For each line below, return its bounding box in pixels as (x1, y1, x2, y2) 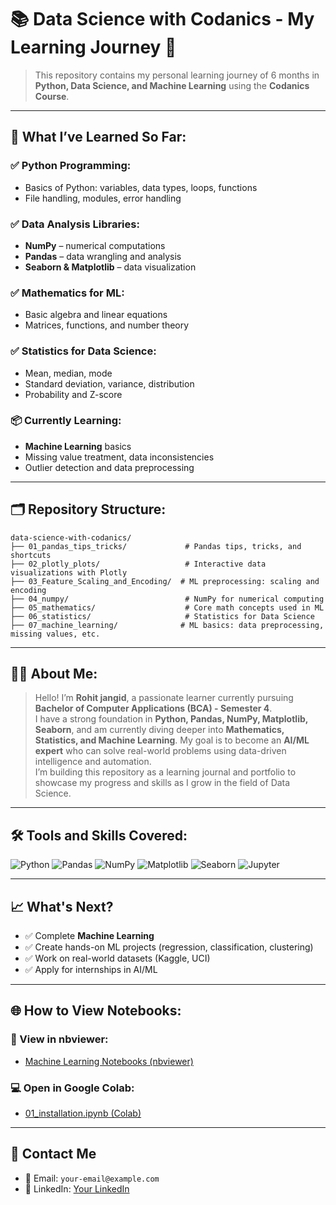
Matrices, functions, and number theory (24, 319, 190, 331)
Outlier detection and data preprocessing (24, 461, 195, 473)
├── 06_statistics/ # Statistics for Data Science (10, 611, 315, 621)
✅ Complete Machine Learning (24, 930, 155, 942)
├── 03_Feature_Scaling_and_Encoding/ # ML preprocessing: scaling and (10, 576, 320, 586)
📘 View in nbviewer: (10, 1032, 109, 1046)
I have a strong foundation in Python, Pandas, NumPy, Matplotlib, (34, 713, 309, 725)
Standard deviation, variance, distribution (24, 377, 195, 390)
